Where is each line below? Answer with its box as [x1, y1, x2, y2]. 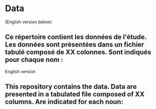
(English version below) [5, 19, 52, 25]
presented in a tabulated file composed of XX [5, 90, 145, 98]
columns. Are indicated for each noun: [5, 98, 124, 106]
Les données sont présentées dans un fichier [5, 41, 144, 49]
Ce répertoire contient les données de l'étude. [5, 33, 147, 41]
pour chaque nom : [5, 56, 63, 64]
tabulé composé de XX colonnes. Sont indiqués [5, 48, 152, 56]
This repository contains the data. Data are [5, 83, 137, 91]
